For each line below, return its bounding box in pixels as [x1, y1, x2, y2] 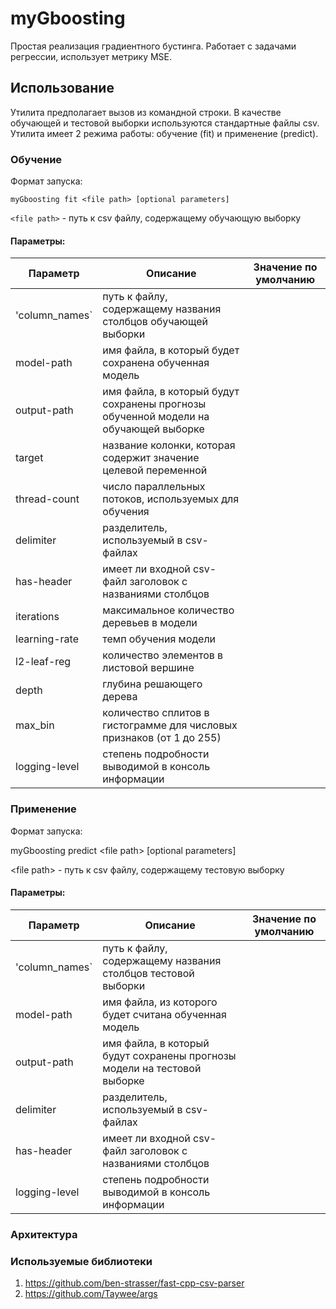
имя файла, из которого [102, 995, 218, 1009]
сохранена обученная [102, 356, 210, 370]
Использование [10, 80, 115, 97]
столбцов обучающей [102, 315, 208, 329]
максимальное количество [102, 603, 235, 617]
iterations [15, 610, 60, 624]
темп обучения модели [102, 632, 217, 646]
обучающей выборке [102, 422, 205, 436]
